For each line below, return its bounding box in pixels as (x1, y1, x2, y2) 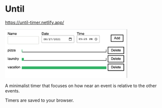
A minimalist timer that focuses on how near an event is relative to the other (5, 83, 157, 89)
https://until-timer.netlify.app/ (5, 19, 64, 25)
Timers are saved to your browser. (5, 97, 74, 103)
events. (5, 88, 20, 94)
